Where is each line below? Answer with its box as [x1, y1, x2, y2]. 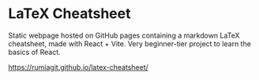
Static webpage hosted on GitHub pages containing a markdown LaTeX [8, 31, 240, 40]
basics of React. [8, 47, 61, 56]
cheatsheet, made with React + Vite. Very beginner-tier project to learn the [8, 38, 251, 48]
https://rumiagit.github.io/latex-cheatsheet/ [8, 62, 148, 71]
